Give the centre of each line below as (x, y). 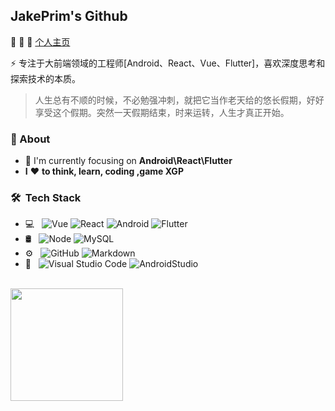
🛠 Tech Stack (46, 198)
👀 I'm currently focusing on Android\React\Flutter (128, 161)
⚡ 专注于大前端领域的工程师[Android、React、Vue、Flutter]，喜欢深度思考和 (168, 63)
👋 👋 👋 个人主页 (40, 41)
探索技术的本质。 (45, 78)
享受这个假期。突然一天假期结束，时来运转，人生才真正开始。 (162, 112)
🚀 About (30, 139)
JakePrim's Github (69, 16)
